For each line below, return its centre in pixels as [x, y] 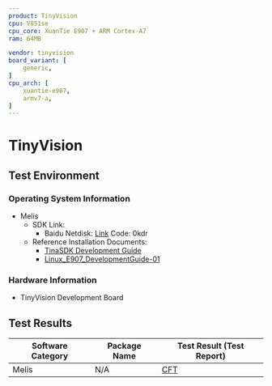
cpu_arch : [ [28, 83]
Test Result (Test [210, 346]
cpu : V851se [28, 23]
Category [50, 356]
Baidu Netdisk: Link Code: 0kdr [96, 233]
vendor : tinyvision [41, 53]
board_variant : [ [38, 61]
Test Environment [54, 175]
